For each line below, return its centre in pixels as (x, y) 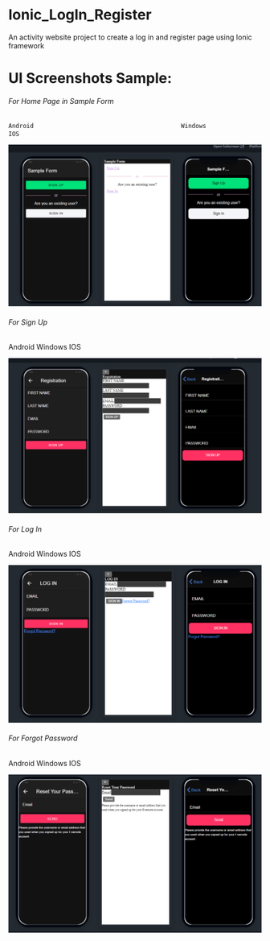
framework (27, 45)
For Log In (25, 529)
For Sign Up (28, 322)
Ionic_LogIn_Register (80, 15)
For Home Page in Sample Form (61, 101)
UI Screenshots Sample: (90, 79)
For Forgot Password (43, 738)
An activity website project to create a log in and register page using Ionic (131, 37)
